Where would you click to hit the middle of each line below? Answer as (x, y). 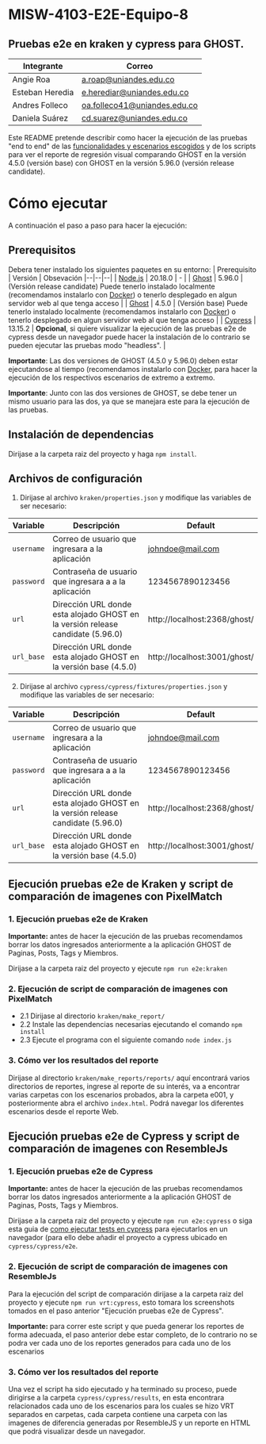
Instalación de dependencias (81, 435)
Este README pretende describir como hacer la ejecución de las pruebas (128, 138)
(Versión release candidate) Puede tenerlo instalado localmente (112, 286)
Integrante (43, 66)
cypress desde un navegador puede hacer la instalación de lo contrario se (129, 337)
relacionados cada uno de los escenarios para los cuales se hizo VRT (122, 1406)
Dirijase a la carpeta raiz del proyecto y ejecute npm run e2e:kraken (118, 968)
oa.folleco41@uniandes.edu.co (140, 105)
